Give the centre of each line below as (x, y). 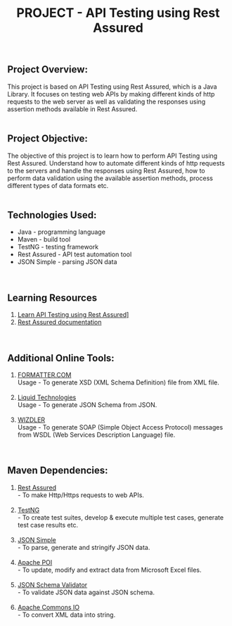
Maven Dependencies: (58, 471)
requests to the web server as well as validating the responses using (107, 101)
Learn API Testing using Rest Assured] (73, 315)
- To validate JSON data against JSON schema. (86, 592)
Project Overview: (47, 69)
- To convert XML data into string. (66, 615)
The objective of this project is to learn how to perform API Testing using (112, 156)
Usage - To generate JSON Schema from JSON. (87, 405)
